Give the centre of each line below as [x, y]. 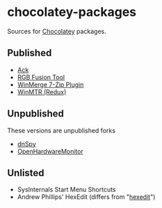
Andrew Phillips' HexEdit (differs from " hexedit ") [86, 197]
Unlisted [26, 173]
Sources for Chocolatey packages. [57, 31]
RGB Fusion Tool [41, 77]
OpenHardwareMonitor [50, 151]
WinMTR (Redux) [42, 92]
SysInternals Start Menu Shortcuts [66, 190]
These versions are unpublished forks [62, 130]
